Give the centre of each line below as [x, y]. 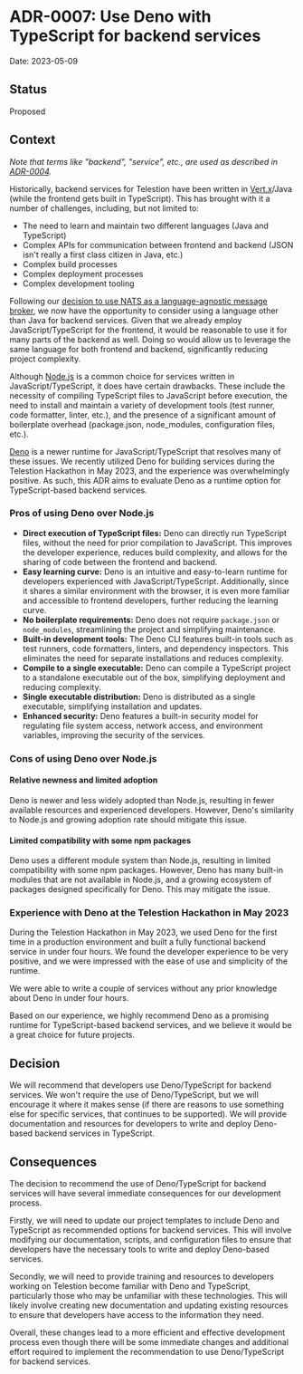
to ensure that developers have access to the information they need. [137, 1315]
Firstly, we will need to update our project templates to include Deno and [145, 1221]
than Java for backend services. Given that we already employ [126, 320]
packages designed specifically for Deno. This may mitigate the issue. [140, 889]
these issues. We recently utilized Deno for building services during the [142, 461]
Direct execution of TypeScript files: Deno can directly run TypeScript [155, 533]
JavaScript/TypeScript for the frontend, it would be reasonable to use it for [148, 330]
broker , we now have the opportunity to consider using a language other [144, 311]
